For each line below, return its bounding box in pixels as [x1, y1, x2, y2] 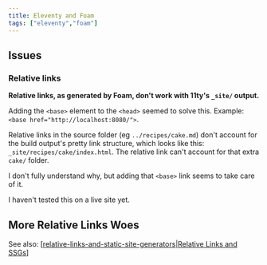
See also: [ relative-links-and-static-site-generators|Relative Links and [8, 239, 238, 248]
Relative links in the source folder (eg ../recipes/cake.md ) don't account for [8, 130, 257, 140]
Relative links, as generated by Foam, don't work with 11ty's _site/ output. [8, 91, 260, 101]
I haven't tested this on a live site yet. [8, 195, 130, 204]
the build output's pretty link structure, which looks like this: [8, 139, 205, 148]
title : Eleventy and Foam [8, 11, 94, 20]
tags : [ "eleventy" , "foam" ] [8, 19, 98, 27]
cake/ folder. [8, 156, 49, 165]
